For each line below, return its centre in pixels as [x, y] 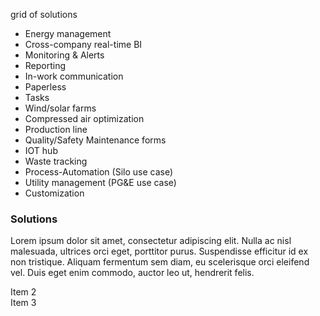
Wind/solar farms [60, 108]
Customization [54, 193]
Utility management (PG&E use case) [100, 182]
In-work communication [74, 76]
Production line [56, 129]
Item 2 [23, 292]
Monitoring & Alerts [64, 55]
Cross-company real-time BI [83, 44]
